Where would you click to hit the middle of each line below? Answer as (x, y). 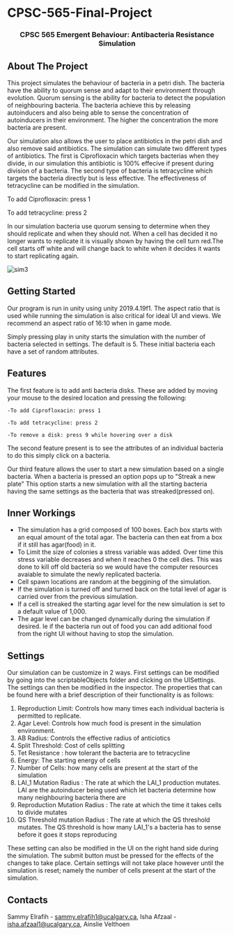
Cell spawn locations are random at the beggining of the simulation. (114, 582)
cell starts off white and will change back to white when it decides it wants (114, 248)
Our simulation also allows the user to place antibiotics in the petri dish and (115, 140)
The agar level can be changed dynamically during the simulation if (114, 619)
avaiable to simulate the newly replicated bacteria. (89, 574)
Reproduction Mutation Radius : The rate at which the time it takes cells (119, 805)
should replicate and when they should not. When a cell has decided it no (112, 233)
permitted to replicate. (49, 716)
